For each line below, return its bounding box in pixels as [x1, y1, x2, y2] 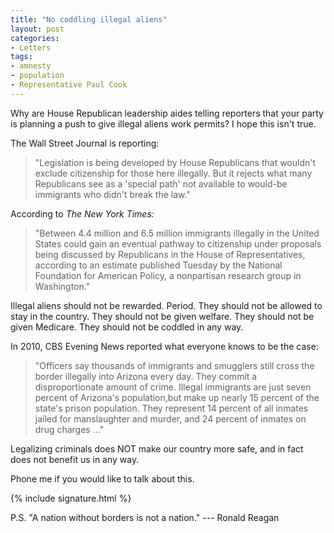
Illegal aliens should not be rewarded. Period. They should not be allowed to [10, 299, 323, 311]
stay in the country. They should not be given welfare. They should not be [10, 310, 315, 322]
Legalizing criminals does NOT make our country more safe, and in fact [10, 442, 304, 455]
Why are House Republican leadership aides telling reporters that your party [10, 107, 324, 119]
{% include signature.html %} [10, 492, 132, 504]
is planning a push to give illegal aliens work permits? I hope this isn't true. [10, 117, 317, 130]
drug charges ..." [34, 423, 105, 435]
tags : [10, 52, 33, 62]
